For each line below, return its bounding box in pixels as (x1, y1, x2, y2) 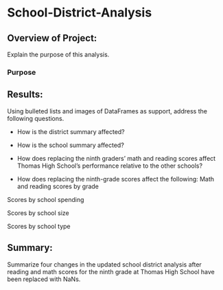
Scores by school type (7, 222, 71, 230)
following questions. (7, 114, 64, 122)
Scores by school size (7, 208, 70, 217)
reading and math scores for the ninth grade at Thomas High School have (7, 267, 215, 276)
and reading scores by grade (16, 182, 99, 190)
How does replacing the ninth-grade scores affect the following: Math (16, 175, 215, 183)
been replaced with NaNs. (7, 275, 81, 283)
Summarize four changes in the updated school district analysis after (7, 260, 202, 269)
